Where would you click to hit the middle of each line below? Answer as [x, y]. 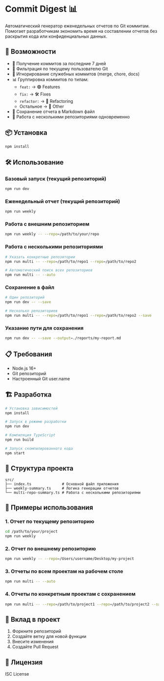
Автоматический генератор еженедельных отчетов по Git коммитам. [77, 26]
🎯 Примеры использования [49, 507]
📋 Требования [29, 354]
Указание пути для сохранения [44, 328]
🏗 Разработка [28, 395]
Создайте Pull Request [35, 647]
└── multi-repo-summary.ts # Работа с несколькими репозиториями [73, 493]
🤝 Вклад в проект [33, 619]
